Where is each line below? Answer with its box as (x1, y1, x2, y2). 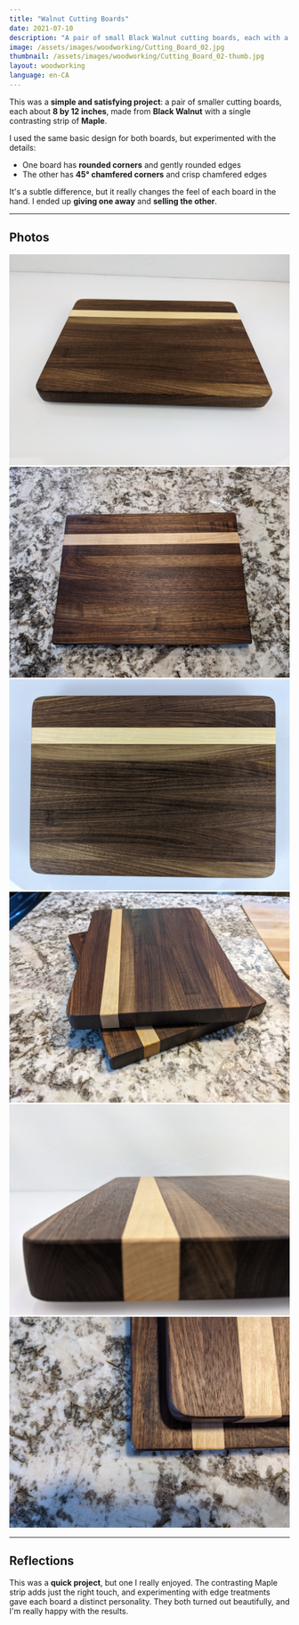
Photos (9, 230, 50, 245)
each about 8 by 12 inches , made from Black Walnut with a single (9, 105, 251, 116)
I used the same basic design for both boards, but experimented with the (9, 132, 277, 143)
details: (9, 142, 36, 153)
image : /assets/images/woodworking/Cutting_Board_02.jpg (9, 43, 225, 52)
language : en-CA (9, 71, 69, 80)
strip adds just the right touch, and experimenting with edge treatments (9, 1587, 271, 1597)
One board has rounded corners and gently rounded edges (21, 159, 242, 170)
